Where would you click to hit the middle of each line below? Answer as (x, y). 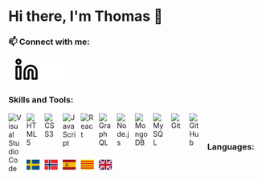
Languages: (231, 146)
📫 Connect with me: (49, 42)
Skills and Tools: (41, 100)
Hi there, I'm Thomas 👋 (86, 16)
